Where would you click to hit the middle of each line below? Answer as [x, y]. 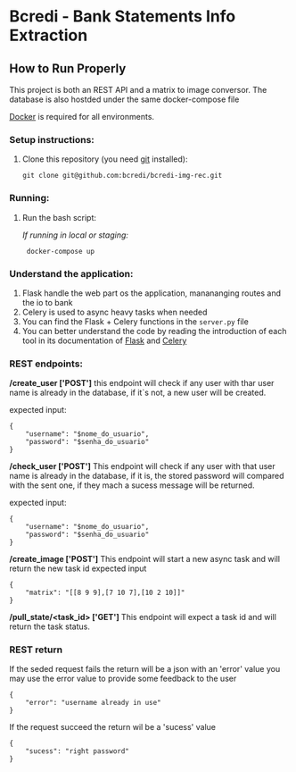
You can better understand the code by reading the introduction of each [154, 331]
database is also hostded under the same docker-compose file [124, 99]
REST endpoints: [46, 364]
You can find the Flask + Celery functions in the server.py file [136, 321]
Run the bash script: [59, 217]
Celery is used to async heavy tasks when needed [115, 312]
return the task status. [50, 626]
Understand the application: [71, 273]
